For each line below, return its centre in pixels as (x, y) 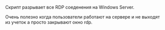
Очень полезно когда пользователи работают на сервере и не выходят (83, 17)
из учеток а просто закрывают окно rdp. (49, 22)
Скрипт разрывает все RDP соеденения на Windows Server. (70, 7)
